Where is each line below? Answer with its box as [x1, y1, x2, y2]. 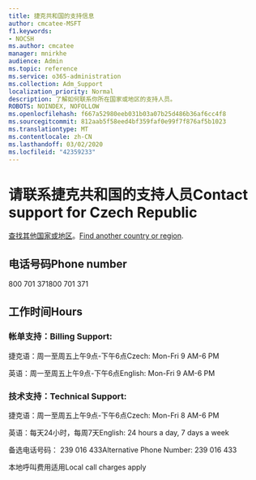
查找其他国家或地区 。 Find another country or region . [8, 231, 184, 240]
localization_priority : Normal [8, 87, 114, 96]
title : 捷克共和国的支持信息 [8, 11, 95, 20]
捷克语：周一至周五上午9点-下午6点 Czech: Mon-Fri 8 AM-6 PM [8, 411, 220, 421]
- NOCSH [8, 34, 35, 43]
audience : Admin [8, 58, 63, 66]
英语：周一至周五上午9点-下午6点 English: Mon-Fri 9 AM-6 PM [8, 368, 215, 378]
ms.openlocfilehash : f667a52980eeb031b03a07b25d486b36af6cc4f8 [8, 110, 227, 119]
